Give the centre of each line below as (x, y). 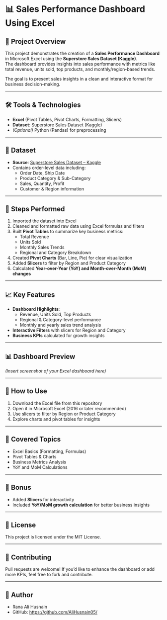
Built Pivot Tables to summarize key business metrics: (68, 232)
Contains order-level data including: (49, 168)
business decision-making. (33, 84)
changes (22, 274)
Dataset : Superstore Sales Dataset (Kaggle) (57, 125)
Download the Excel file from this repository (57, 403)
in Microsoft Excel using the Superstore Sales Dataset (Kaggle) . (71, 59)
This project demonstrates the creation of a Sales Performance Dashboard (83, 53)
